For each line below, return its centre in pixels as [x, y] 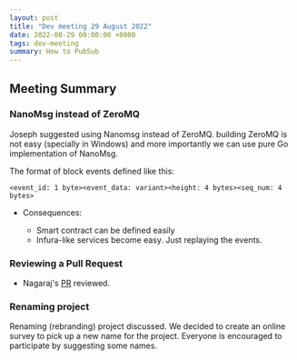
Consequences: [52, 212]
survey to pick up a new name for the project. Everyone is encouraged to [146, 336]
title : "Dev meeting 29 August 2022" [81, 26]
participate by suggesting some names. [83, 345]
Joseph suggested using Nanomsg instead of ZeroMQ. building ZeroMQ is [148, 134]
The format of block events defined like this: [92, 171]
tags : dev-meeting [44, 43]
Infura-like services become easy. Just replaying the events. [149, 240]
